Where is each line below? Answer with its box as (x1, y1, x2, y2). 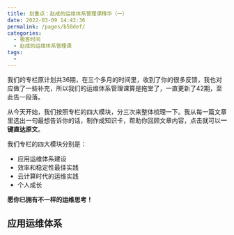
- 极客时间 (13, 36, 41, 43)
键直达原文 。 (7, 124, 44, 133)
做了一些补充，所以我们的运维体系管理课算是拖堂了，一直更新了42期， (13, 84, 217, 92)
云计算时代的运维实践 (17, 172, 79, 180)
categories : (7, 29, 42, 37)
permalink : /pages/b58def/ (7, 23, 86, 30)
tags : (7, 49, 23, 56)
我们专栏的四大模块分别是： (7, 140, 87, 148)
